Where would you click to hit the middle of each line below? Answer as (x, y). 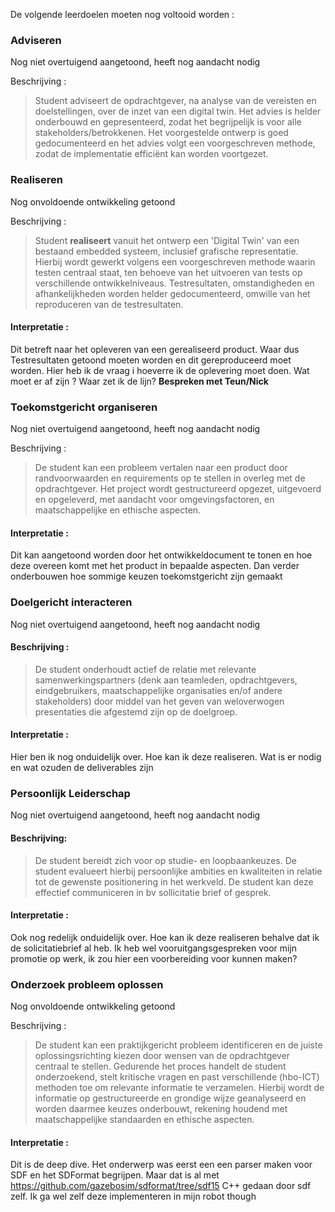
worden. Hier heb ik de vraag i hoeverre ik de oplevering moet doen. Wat (160, 370)
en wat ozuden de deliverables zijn (82, 767)
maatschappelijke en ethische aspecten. (118, 510)
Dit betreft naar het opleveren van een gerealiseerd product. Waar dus (155, 349)
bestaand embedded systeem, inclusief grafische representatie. (166, 251)
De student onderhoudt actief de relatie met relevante (145, 669)
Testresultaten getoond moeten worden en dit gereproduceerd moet (151, 360)
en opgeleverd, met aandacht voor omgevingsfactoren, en (154, 500)
